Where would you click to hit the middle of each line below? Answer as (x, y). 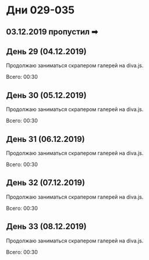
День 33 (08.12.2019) (46, 226)
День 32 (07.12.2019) (46, 183)
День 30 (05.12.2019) (46, 95)
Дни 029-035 (40, 10)
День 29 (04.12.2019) (46, 51)
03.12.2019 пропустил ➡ (52, 32)
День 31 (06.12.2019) (46, 139)
